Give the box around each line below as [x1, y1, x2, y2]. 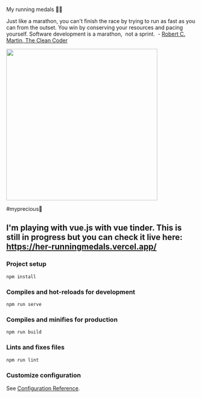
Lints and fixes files [6, 343, 65, 351]
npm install [6, 273, 36, 280]
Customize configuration [6, 371, 81, 379]
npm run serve [6, 301, 42, 307]
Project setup [6, 260, 46, 268]
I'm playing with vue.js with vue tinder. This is [6, 223, 182, 233]
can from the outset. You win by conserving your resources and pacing [6, 24, 183, 31]
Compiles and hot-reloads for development [6, 288, 136, 296]
